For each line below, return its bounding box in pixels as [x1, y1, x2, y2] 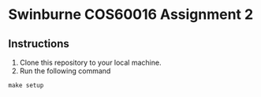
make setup [8, 81, 44, 89]
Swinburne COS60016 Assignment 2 [8, 6, 254, 24]
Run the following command [19, 66, 111, 76]
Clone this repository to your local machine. [19, 58, 162, 67]
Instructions [8, 37, 69, 50]
